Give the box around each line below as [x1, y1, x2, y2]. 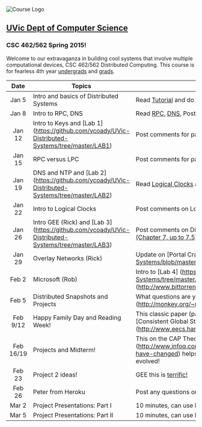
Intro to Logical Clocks [32, 204, 97, 213]
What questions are [135, 292, 191, 300]
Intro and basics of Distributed [32, 92, 118, 100]
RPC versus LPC [32, 155, 79, 163]
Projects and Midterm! [32, 345, 96, 354]
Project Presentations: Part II [32, 411, 114, 419]
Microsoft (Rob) [32, 275, 78, 283]
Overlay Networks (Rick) [32, 254, 103, 262]
